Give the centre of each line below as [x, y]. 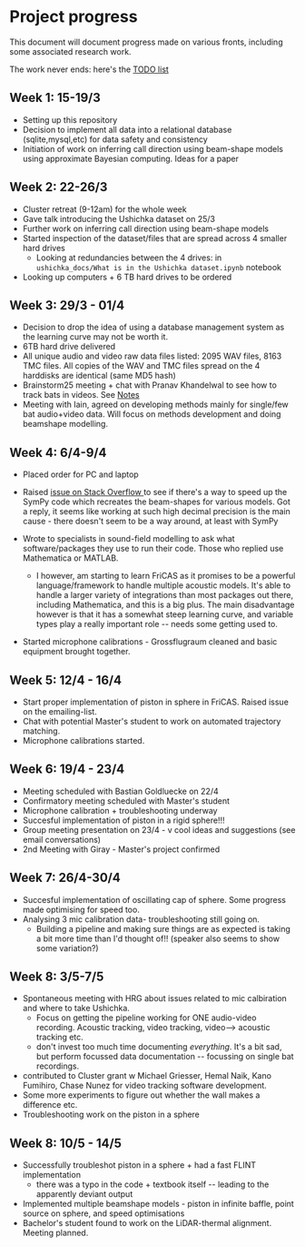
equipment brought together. [76, 652]
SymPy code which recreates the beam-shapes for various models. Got [156, 502]
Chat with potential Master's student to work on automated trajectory [152, 721]
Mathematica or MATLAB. [70, 558]
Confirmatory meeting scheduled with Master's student [126, 801]
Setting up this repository [70, 119]
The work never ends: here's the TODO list [89, 69]
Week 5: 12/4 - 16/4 [66, 680]
